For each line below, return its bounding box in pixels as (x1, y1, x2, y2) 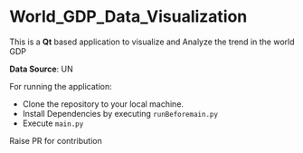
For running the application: (9, 81, 113, 91)
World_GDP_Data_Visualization (9, 6, 248, 27)
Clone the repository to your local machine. (22, 98, 184, 110)
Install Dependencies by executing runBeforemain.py (22, 108, 219, 119)
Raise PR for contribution (9, 135, 102, 146)
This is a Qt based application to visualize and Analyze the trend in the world (9, 36, 295, 47)
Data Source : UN (9, 63, 74, 74)
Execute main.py (22, 118, 84, 129)
